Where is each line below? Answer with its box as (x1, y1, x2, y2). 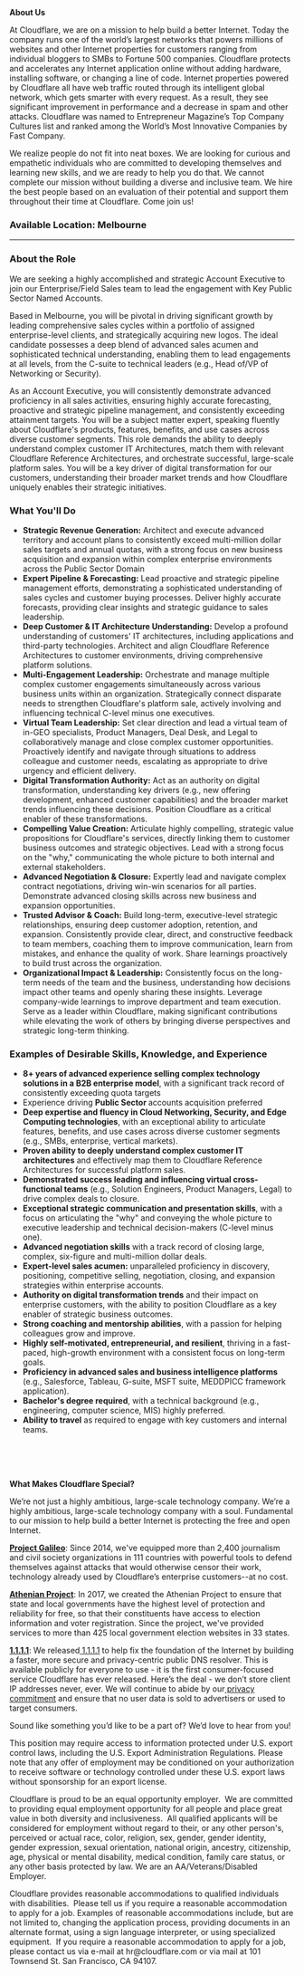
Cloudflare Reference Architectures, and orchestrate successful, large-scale (9, 453, 294, 464)
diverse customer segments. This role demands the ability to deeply (9, 433, 263, 445)
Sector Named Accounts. (9, 292, 103, 303)
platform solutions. (22, 659, 93, 670)
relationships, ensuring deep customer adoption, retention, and (22, 919, 258, 930)
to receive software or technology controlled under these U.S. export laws (9, 1767, 285, 1778)
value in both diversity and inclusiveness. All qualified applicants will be (9, 1813, 279, 1824)
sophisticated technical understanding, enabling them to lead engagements (9, 349, 291, 360)
